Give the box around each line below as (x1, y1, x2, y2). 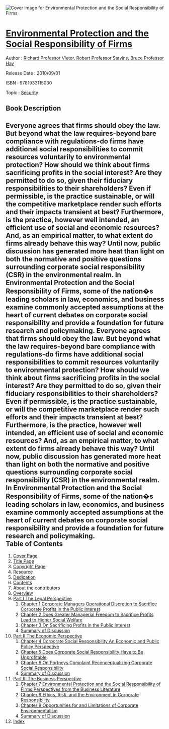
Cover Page (13, 553, 38, 559)
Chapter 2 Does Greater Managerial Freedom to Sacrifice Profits (20, 611, 154, 618)
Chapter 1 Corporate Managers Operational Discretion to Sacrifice (20, 601, 157, 607)
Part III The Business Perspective (13, 676, 82, 682)
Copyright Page (13, 564, 46, 570)
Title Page (13, 558, 34, 564)
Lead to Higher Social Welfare (20, 617, 82, 623)
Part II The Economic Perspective (13, 633, 82, 639)
